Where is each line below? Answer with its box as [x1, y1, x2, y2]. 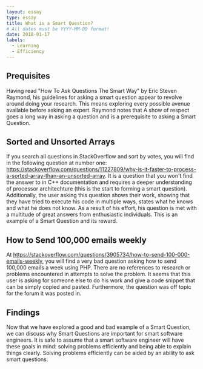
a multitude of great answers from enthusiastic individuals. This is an [6, 211, 178, 218]
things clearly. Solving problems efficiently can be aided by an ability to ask [6, 350, 195, 356]
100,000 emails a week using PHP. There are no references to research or [6, 264, 191, 271]
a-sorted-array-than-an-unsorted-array [6, 172, 105, 180]
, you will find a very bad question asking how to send [42, 257, 177, 265]
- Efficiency [12, 49, 45, 55]
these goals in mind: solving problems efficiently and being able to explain [6, 343, 191, 350]
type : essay [6, 15, 36, 21]
